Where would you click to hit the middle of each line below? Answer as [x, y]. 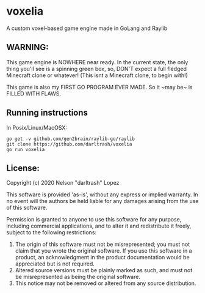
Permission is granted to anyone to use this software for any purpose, [94, 220]
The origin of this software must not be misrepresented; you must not [103, 244]
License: [23, 168]
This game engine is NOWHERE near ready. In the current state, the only [97, 62]
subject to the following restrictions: [51, 232]
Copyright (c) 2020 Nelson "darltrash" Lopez [63, 183]
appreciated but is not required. [55, 264]
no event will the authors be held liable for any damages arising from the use [103, 201]
